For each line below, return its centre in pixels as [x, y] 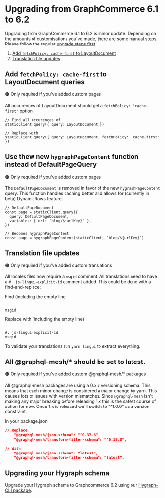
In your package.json [26, 421]
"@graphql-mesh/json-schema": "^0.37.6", [57, 435]
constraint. [16, 412]
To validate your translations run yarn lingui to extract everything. [73, 346]
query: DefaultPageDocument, [39, 216]
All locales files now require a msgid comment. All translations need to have [81, 277]
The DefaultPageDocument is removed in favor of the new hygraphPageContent [82, 188]
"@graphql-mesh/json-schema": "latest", [56, 453]
